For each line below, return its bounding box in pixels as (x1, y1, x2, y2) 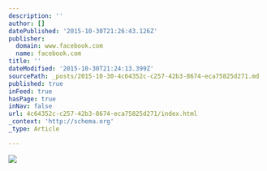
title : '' (8, 58, 42, 66)
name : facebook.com (15, 49, 82, 58)
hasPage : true (8, 95, 57, 103)
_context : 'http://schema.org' (8, 118, 114, 126)
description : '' (8, 11, 63, 20)
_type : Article (8, 125, 60, 133)
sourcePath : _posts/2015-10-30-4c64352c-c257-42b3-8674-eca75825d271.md (8, 72, 260, 80)
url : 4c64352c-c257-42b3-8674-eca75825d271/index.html (8, 110, 198, 118)
